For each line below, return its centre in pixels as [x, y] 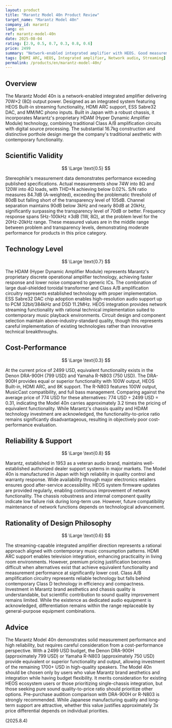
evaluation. [46, 424]
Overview [21, 84]
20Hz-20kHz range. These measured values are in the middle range [77, 222]
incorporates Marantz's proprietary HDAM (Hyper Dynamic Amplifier [78, 118]
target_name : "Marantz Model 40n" [42, 20]
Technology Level [34, 249]
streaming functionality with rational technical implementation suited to [80, 310]
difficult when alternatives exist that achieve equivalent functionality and [82, 567]
